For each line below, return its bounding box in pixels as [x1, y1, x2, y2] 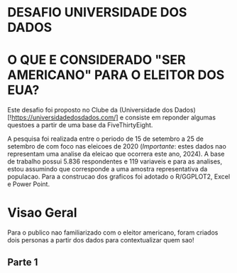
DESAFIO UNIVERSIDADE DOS [7, 4, 187, 21]
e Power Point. [7, 180, 50, 188]
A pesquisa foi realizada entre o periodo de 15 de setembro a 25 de [7, 134, 204, 143]
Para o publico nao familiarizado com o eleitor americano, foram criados [7, 228, 219, 237]
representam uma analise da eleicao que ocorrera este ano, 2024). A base [7, 150, 225, 159]
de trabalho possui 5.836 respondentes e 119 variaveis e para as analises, [7, 157, 223, 166]
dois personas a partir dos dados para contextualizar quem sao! [7, 236, 194, 245]
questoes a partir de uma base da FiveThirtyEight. [7, 121, 153, 129]
